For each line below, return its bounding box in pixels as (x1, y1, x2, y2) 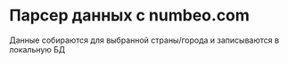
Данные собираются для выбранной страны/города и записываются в (9, 35, 279, 45)
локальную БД (9, 44, 65, 54)
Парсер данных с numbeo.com (9, 5, 250, 26)
